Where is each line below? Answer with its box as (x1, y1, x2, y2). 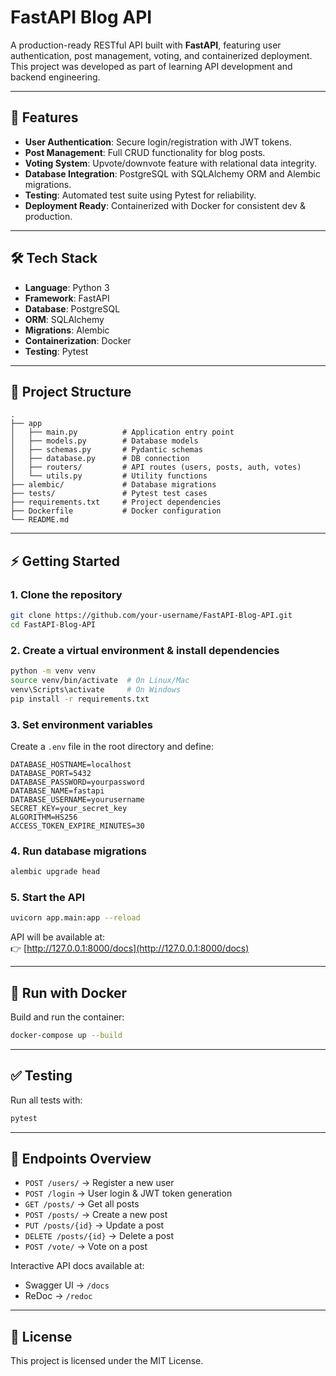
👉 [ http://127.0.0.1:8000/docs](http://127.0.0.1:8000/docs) (10, 942, 250, 955)
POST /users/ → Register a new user (24, 1177, 175, 1189)
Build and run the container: (10, 1011, 125, 1023)
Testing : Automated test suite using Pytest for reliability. (24, 189, 257, 201)
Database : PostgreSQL (24, 302, 121, 315)
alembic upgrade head (10, 867, 101, 877)
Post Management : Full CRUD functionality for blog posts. (24, 146, 266, 158)
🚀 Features (10, 109, 79, 126)
